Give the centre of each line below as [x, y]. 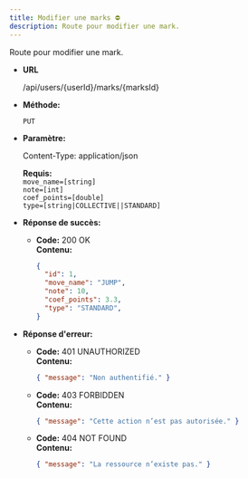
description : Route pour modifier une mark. [95, 26]
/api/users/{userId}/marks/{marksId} [91, 87]
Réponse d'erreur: [57, 334]
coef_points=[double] [63, 197]
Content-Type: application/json [80, 156]
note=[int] [43, 190]
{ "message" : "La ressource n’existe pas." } [123, 464]
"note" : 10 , [67, 292]
